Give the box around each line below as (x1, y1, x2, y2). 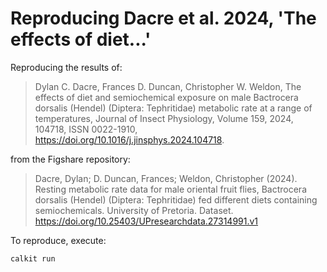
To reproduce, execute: (10, 234, 107, 246)
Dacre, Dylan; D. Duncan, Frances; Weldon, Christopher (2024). (34, 172, 298, 184)
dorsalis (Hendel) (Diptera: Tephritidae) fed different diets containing (34, 193, 318, 206)
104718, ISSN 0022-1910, (34, 123, 138, 135)
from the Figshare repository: (10, 153, 131, 165)
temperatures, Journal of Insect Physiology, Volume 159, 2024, (34, 112, 294, 124)
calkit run (10, 253, 56, 264)
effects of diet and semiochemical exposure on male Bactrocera (34, 91, 299, 103)
